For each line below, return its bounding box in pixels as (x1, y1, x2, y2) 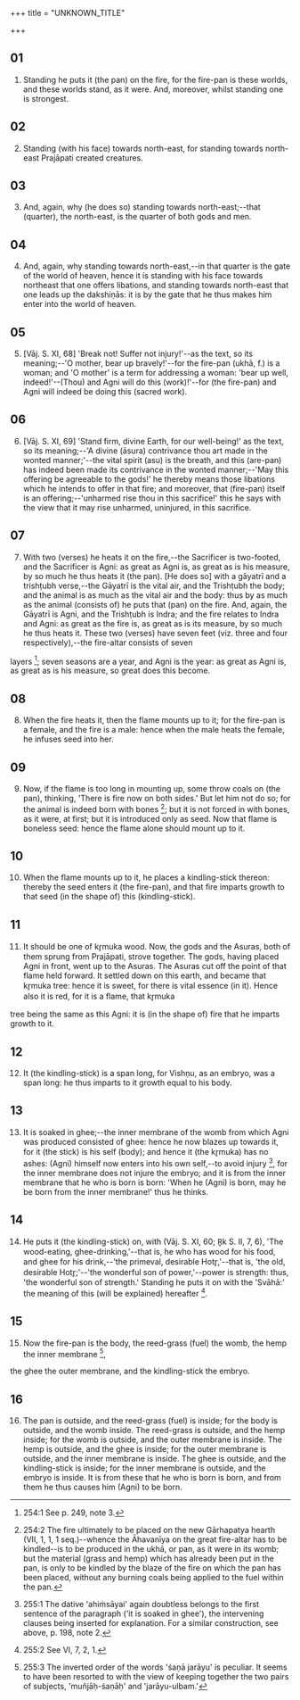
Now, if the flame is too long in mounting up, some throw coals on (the (22, 783, 281, 793)
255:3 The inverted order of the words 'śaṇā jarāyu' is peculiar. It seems (22, 1662, 288, 1672)
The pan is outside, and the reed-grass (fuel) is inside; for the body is (22, 1415, 279, 1426)
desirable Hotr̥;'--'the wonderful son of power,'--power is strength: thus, (22, 1267, 289, 1278)
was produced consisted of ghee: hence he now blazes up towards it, (22, 1136, 280, 1147)
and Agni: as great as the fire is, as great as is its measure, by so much (22, 618, 283, 628)
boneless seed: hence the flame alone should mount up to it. (22, 823, 246, 833)
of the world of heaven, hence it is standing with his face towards (22, 270, 264, 281)
